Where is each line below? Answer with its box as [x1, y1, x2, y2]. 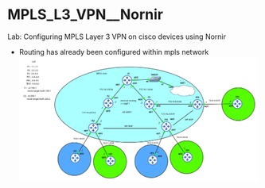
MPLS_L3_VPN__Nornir [7, 6, 164, 24]
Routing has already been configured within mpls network [18, 47, 209, 56]
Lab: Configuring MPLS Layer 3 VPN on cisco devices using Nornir [7, 32, 227, 41]
